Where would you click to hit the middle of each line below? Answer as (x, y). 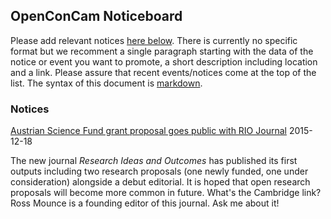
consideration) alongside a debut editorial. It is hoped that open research (160, 182)
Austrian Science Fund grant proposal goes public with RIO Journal (148, 131)
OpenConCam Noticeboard (96, 16)
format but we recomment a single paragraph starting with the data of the (162, 51)
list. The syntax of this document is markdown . (106, 83)
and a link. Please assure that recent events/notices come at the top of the (163, 72)
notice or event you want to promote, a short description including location (164, 61)
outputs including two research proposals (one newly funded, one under (159, 171)
